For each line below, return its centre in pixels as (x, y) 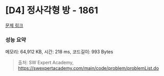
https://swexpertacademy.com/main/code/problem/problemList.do (88, 68)
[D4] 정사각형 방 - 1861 (52, 10)
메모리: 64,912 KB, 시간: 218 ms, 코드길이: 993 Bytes (59, 52)
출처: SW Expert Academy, (46, 63)
